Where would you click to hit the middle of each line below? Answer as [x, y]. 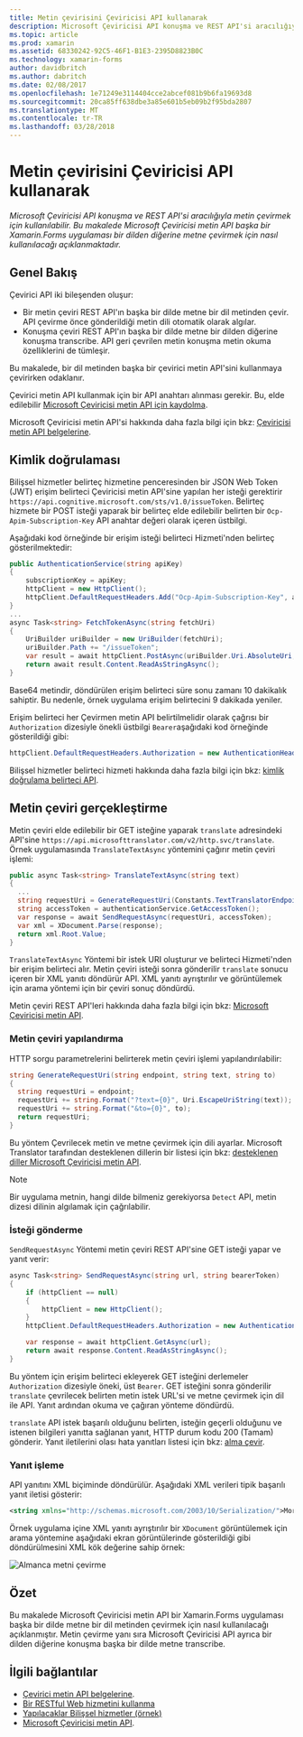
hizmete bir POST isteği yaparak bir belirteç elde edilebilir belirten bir [137, 510]
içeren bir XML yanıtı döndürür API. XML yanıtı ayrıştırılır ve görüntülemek [146, 979]
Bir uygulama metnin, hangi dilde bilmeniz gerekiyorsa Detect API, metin [143, 1196]
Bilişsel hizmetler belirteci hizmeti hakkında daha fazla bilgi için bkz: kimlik [147, 770]
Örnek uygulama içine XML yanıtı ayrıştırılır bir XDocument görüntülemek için [149, 1528]
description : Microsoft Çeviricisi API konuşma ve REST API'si [131, 26]
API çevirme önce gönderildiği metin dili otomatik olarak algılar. [139, 321]
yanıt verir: [29, 1259]
